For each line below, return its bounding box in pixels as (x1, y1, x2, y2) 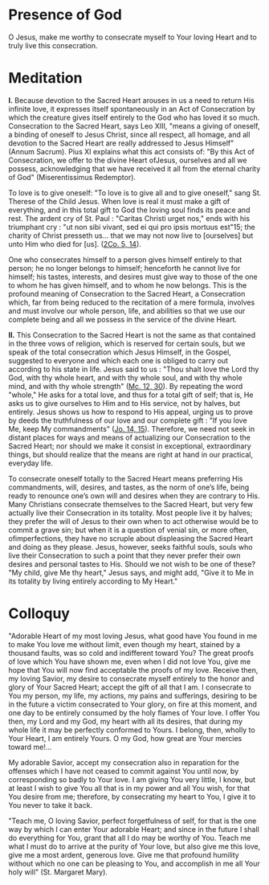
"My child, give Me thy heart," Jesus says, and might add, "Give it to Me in (8, 567, 255, 577)
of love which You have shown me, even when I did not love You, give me (8, 657, 251, 666)
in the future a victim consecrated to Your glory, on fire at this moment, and (8, 699, 257, 709)
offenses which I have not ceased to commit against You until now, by (8, 766, 239, 776)
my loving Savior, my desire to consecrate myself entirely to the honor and (8, 674, 255, 683)
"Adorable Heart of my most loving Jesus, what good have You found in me (8, 631, 258, 641)
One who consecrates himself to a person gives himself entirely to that (8, 255, 243, 264)
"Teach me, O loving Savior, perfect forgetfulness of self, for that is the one (8, 816, 257, 826)
